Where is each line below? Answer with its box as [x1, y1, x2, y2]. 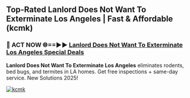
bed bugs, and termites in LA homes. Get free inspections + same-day [6, 68, 178, 75]
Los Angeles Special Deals [6, 48, 84, 57]
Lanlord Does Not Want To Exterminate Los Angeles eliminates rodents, [6, 61, 184, 68]
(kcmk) [6, 23, 33, 33]
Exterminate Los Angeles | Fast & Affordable [6, 14, 173, 24]
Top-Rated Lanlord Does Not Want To [6, 5, 147, 15]
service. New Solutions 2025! [6, 74, 78, 81]
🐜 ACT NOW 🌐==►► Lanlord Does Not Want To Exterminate [6, 41, 183, 49]
